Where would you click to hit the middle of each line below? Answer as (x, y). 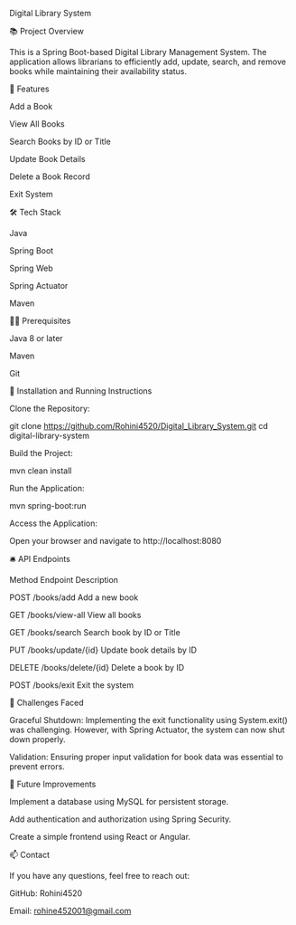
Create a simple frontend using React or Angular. (100, 837)
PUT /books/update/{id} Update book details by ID (103, 650)
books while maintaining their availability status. (98, 71)
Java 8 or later (36, 338)
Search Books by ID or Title (60, 141)
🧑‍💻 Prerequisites (40, 321)
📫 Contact (29, 855)
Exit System (32, 194)
